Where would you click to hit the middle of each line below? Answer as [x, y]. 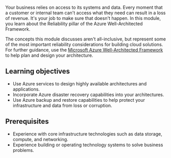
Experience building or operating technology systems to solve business [88, 145]
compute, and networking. [40, 139]
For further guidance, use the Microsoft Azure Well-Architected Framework [84, 50]
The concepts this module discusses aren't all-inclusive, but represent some [86, 39]
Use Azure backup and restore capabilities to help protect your [79, 100]
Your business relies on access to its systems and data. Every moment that [84, 7]
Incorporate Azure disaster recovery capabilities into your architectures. [88, 95]
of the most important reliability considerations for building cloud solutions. [84, 44]
